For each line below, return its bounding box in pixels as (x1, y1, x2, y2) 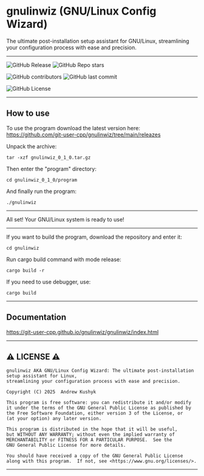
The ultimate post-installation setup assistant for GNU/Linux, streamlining (6, 37, 189, 44)
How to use (6, 108, 50, 119)
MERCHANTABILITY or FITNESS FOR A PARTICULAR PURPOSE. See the (6, 437, 172, 443)
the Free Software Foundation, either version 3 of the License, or (6, 410, 183, 416)
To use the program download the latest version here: (6, 124, 141, 131)
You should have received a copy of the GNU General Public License (6, 453, 183, 459)
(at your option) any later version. (6, 416, 102, 422)
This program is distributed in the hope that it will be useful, (6, 426, 178, 433)
